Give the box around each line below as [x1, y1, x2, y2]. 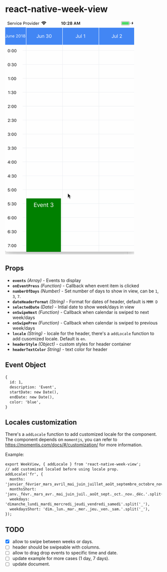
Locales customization [5, 418, 77, 426]
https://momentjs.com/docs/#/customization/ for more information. [5, 442, 143, 448]
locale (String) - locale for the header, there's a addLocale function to [12, 330, 155, 336]
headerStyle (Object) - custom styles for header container [12, 341, 132, 347]
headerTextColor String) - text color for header [12, 346, 108, 352]
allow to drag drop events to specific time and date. [12, 550, 118, 556]
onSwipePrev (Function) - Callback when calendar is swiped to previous [12, 319, 158, 325]
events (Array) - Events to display [12, 277, 81, 283]
